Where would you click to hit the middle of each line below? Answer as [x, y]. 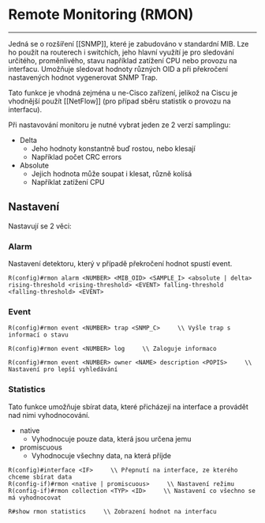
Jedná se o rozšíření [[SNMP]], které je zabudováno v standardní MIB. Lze [129, 43]
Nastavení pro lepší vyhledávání [63, 370]
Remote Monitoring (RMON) [101, 15]
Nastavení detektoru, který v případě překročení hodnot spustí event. [120, 264]
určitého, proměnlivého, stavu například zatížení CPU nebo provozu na [123, 60]
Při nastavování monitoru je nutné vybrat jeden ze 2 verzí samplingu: [119, 125]
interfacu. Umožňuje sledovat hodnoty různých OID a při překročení [118, 69]
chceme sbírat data [40, 477]
